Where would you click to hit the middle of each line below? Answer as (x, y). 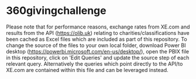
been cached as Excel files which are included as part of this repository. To (97, 39)
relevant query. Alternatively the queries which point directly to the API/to (94, 64)
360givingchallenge (56, 11)
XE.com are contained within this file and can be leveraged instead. (87, 70)
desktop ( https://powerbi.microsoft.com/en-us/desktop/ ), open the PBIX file (97, 51)
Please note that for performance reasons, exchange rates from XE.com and (98, 27)
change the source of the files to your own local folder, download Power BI (96, 45)
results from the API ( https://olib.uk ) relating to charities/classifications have (98, 33)
